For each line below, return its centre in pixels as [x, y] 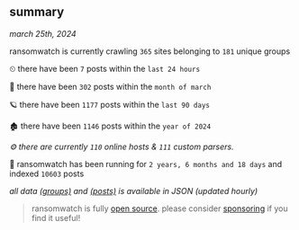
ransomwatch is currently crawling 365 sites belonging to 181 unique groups [150, 51]
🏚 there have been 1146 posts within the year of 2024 [110, 126]
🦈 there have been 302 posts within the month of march [110, 86]
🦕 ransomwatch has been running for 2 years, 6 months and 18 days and [146, 164]
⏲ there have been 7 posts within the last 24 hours [105, 68]
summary [37, 12]
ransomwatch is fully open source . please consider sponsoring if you [159, 208]
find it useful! [56, 217]
